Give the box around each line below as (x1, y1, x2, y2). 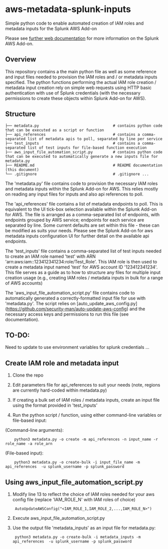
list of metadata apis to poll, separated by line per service (27, 136, 163, 141)
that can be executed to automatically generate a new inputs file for (5, 154, 158, 159)
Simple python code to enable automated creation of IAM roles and (5, 20, 144, 26)
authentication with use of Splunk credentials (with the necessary (5, 89, 141, 96)
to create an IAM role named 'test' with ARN (5, 253, 96, 259)
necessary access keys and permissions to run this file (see (5, 311, 129, 317)
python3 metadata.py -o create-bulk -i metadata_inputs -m (15, 534, 141, 539)
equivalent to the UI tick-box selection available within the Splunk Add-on (5, 206, 157, 212)
